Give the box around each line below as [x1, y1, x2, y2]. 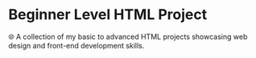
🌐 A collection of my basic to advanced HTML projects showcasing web [8, 32, 248, 41]
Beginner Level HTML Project [8, 6, 208, 24]
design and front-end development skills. [8, 41, 145, 50]
